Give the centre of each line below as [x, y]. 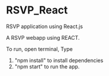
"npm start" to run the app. [47, 66]
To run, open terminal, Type [40, 49]
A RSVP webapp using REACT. [43, 37]
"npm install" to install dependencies [59, 60]
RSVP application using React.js [45, 26]
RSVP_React [37, 10]
